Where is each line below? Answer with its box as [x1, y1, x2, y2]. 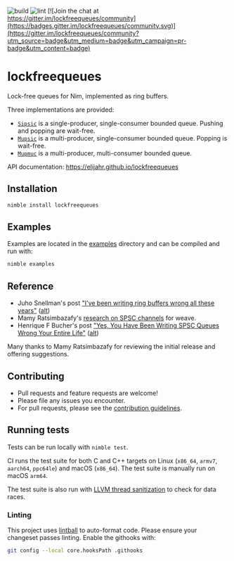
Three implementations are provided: [7, 105, 115, 114]
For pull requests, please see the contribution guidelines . [17, 404, 183, 412]
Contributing [7, 370, 65, 382]
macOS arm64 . [7, 471, 48, 479]
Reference [7, 280, 54, 292]
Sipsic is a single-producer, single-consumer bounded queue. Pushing [17, 119, 223, 127]
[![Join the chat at [47, 7, 100, 15]
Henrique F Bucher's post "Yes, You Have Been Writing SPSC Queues [17, 321, 220, 330]
